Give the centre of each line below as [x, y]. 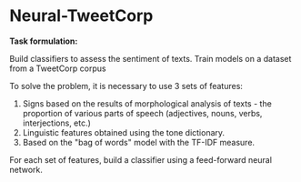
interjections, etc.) [56, 123]
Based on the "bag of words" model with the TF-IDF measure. [139, 142]
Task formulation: [44, 41]
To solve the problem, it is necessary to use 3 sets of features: [126, 86]
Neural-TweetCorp [81, 16]
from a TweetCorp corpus [58, 68]
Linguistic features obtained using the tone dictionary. [124, 132]
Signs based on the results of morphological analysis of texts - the [147, 103]
